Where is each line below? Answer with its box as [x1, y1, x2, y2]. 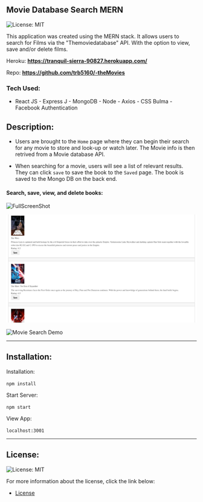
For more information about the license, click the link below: [6, 477, 155, 484]
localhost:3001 [6, 428, 45, 434]
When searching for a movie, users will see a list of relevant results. [14, 162, 184, 169]
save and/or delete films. [6, 45, 68, 53]
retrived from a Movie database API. [14, 151, 105, 158]
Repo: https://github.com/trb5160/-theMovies [6, 69, 125, 76]
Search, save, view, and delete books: [6, 189, 103, 196]
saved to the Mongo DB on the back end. [14, 175, 118, 182]
